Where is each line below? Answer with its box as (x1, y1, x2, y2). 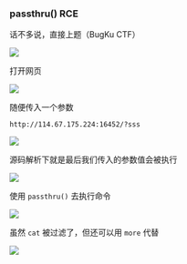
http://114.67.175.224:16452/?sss (9, 120, 141, 129)
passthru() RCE (9, 7, 79, 20)
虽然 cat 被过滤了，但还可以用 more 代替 (9, 227, 160, 239)
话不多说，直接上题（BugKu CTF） (9, 29, 140, 40)
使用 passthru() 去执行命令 (9, 190, 111, 202)
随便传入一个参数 (9, 102, 74, 113)
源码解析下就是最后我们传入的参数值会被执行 (9, 154, 178, 166)
